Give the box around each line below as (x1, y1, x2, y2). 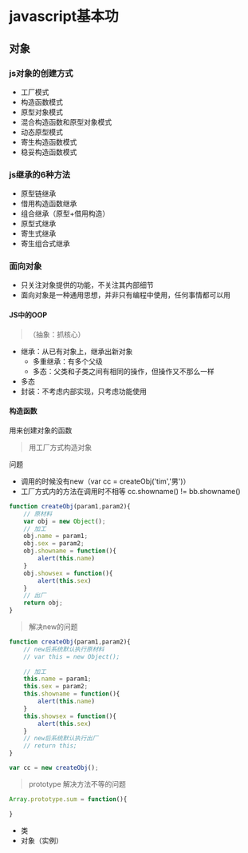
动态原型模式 (20, 127, 63, 137)
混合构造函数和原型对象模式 (20, 117, 112, 126)
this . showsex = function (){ (23, 712, 116, 720)
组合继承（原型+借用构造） (20, 209, 110, 218)
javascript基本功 (9, 7, 119, 26)
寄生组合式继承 (20, 239, 70, 249)
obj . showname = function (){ (23, 547, 116, 556)
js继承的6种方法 (9, 169, 71, 180)
